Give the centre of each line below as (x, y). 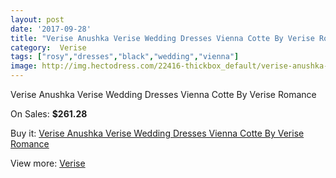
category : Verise (48, 47)
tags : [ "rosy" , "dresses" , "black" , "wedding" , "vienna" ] (125, 57)
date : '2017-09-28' (51, 29)
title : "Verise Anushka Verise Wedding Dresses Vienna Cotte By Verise (162, 38)
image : (24, 66)
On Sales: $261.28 (49, 114)
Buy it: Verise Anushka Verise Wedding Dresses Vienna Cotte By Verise (157, 133)
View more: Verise (48, 163)
